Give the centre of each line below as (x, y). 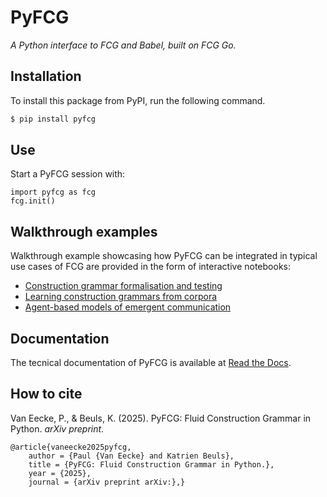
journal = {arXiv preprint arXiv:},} (107, 482)
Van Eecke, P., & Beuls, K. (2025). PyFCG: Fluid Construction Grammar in (161, 418)
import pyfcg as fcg (53, 192)
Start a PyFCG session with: (68, 174)
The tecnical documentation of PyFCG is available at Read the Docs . (151, 363)
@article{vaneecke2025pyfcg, (71, 447)
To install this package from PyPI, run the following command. (138, 100)
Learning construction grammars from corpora (121, 297)
